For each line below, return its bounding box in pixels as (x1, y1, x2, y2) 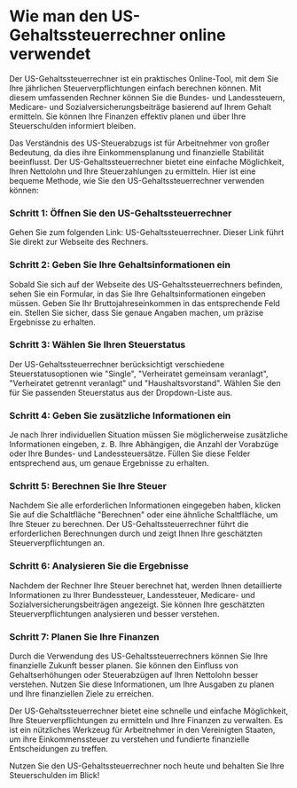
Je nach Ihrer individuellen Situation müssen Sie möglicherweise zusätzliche (9, 429, 288, 440)
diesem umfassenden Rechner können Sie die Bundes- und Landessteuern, (9, 91, 285, 103)
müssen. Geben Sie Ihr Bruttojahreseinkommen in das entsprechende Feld (9, 297, 281, 308)
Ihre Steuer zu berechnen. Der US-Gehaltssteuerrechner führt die (9, 519, 249, 530)
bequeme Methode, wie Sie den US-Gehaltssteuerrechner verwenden (9, 175, 265, 185)
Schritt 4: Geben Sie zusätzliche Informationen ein (9, 409, 231, 422)
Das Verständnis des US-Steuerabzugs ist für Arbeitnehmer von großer (9, 138, 270, 148)
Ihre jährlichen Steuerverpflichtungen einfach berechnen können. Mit (9, 83, 262, 93)
